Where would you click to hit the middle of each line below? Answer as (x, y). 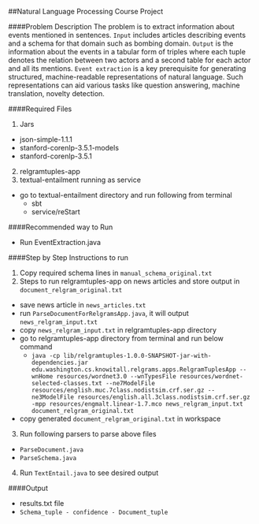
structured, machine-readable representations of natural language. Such (126, 77)
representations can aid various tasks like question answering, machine (124, 85)
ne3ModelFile (53, 397)
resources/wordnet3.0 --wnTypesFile (117, 377)
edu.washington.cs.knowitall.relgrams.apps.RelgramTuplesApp (133, 370)
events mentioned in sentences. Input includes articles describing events (127, 35)
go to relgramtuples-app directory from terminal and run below (122, 338)
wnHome (42, 377)
